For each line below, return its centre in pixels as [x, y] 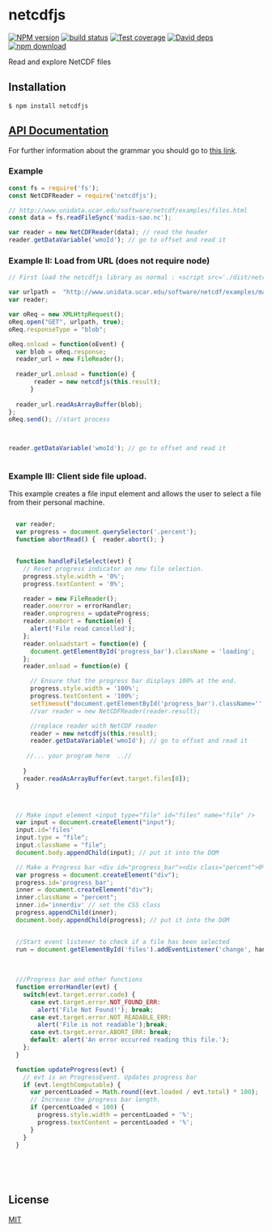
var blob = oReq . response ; [61, 352]
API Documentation [59, 131]
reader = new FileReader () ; [70, 599]
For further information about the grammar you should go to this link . [123, 150]
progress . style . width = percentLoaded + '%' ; [116, 1115]
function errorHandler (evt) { [66, 987]
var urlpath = [32, 292]
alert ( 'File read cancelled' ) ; [83, 629]
